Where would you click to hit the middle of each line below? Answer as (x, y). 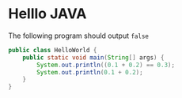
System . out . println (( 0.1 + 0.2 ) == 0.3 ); (106, 65)
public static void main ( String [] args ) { (93, 57)
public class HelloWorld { (53, 50)
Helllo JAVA (47, 14)
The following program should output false (78, 36)
